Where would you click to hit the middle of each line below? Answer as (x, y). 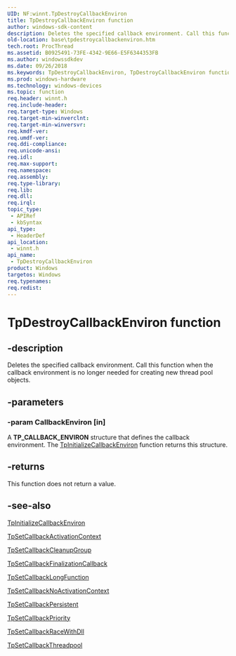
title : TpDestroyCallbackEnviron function (70, 20)
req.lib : (20, 190)
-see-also (29, 506)
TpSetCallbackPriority (39, 617)
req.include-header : (38, 105)
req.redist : (25, 288)
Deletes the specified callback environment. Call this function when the (110, 365)
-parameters (35, 402)
